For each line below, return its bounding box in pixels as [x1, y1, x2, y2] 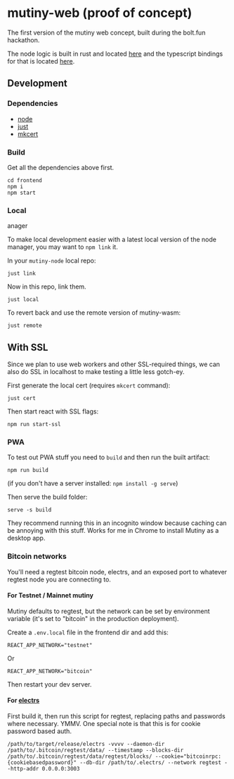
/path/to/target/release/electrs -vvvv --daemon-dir [7, 741, 165, 748]
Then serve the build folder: [7, 493, 88, 502]
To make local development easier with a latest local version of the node [7, 235, 216, 244]
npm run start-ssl [7, 421, 61, 428]
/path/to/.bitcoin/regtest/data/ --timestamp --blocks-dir [7, 747, 184, 754]
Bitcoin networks [7, 552, 67, 562]
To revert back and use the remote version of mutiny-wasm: [7, 308, 181, 317]
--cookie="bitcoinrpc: [155, 753, 221, 760]
